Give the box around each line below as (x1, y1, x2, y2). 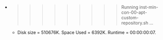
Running (121, 4, 139, 10)
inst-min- (139, 4, 159, 10)
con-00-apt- (121, 9, 148, 15)
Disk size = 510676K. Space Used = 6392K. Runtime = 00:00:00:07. (17, 30, 157, 35)
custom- (121, 15, 139, 20)
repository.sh (121, 20, 149, 26)
